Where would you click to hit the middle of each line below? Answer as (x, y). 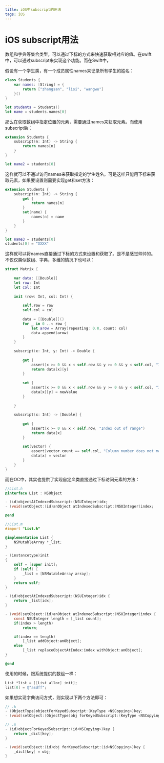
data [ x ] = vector (49, 456)
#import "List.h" (23, 529)
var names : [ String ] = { (39, 85)
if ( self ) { (26, 569)
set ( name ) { (35, 212)
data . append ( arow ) (50, 333)
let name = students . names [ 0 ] (36, 112)
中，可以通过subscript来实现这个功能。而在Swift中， (58, 60)
